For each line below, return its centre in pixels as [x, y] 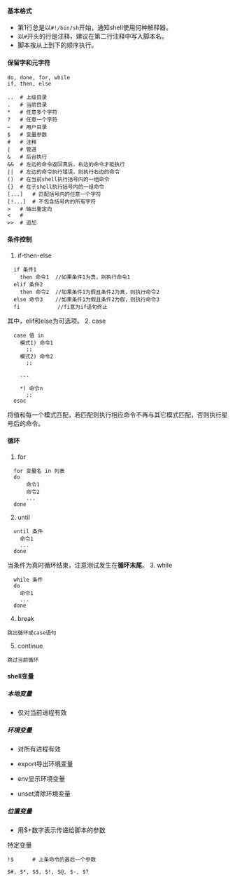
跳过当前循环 [23, 660]
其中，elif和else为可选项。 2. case [57, 321]
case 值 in [29, 335]
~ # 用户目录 [27, 127]
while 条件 [28, 580]
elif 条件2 [28, 284]
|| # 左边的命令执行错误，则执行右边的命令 [64, 172]
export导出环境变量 [45, 764]
